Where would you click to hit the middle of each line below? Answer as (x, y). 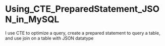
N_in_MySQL (32, 19)
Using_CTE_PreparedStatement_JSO (82, 9)
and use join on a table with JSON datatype (49, 38)
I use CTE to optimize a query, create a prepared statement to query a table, (83, 33)
